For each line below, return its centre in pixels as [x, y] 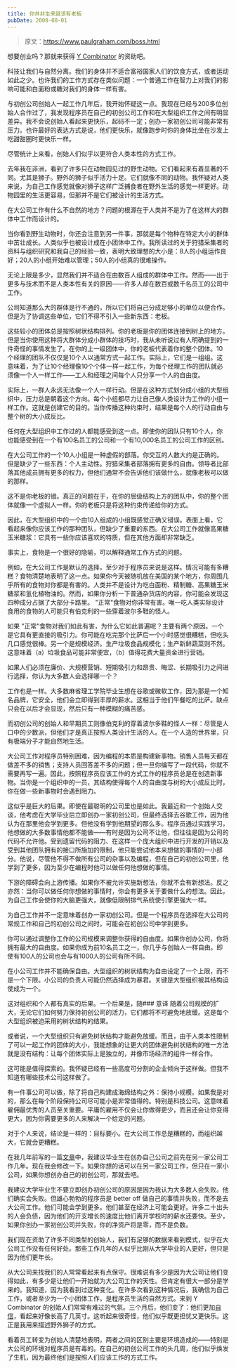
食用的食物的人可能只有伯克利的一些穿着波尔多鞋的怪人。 [90, 611]
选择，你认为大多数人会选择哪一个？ [65, 676]
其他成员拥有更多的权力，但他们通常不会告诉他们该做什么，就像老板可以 [118, 472]
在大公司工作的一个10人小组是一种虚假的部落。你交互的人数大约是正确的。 [115, 454]
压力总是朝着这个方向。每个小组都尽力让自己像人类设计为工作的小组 [124, 398]
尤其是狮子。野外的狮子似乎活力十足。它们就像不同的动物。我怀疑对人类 [124, 177]
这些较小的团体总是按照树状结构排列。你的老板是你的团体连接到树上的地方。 [118, 331]
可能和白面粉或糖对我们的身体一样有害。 [72, 88]
